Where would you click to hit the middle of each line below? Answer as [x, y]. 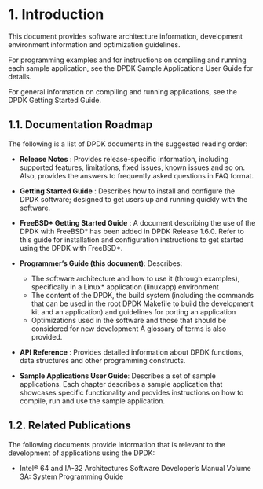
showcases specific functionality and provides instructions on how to [131, 392]
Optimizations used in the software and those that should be [129, 320]
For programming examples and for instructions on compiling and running [127, 60]
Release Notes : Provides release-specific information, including [124, 159]
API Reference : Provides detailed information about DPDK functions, [131, 352]
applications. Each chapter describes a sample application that [121, 384]
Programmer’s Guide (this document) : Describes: [101, 263]
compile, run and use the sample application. [92, 401]
